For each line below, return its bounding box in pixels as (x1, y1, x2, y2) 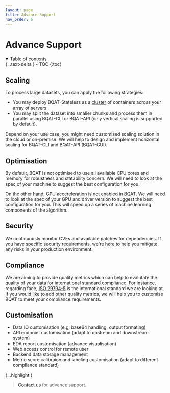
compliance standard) (12, 362, 59, 369)
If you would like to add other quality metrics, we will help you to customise (5, 291, 163, 297)
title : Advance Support (5, 12, 56, 17)
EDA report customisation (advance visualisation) (12, 340, 116, 347)
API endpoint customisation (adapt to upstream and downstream (12, 330, 149, 336)
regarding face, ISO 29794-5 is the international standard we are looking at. (5, 285, 164, 291)
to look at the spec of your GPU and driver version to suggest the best (5, 196, 153, 202)
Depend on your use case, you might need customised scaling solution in (5, 131, 160, 137)
